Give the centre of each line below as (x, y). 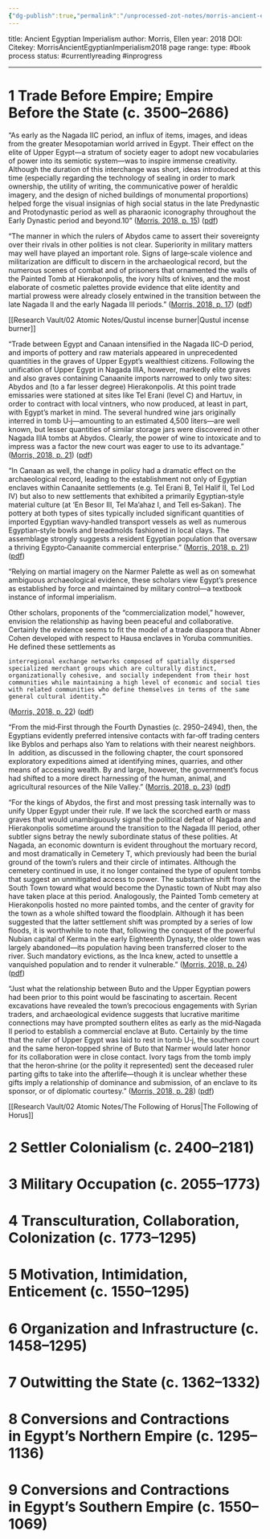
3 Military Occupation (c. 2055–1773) (135, 1184)
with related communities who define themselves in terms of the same (129, 689)
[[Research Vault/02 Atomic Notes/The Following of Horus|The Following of (133, 1106)
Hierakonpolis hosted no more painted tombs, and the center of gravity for (131, 904)
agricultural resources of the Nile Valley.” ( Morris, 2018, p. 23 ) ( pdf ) (120, 786)
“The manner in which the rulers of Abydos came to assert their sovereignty (134, 236)
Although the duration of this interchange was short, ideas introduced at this (135, 169)
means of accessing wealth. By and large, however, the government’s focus (133, 769)
